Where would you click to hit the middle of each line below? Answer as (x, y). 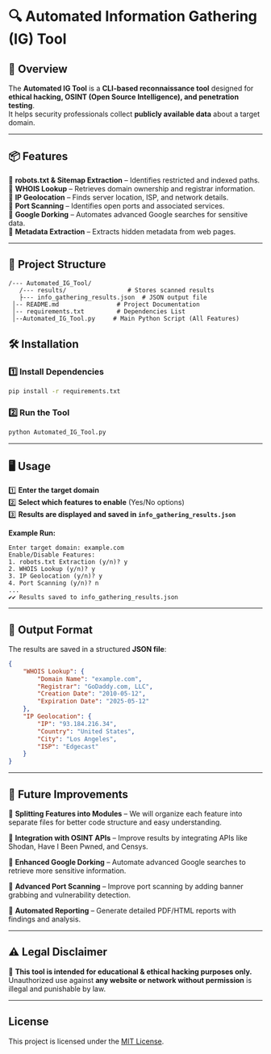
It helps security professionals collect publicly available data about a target (134, 114)
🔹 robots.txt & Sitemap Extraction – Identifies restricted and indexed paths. (134, 180)
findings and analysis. (45, 919)
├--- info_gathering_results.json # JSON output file (113, 297)
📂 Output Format (51, 630)
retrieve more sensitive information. (67, 871)
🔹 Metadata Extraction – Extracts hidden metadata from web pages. (122, 231)
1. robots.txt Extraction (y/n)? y (68, 562)
